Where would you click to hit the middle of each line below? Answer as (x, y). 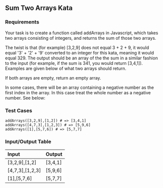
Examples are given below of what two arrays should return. (66, 68)
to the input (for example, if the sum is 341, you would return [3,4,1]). (74, 63)
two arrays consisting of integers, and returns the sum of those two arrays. (81, 38)
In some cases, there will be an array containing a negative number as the (80, 87)
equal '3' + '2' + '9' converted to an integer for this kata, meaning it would (80, 53)
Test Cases (19, 110)
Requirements (22, 22)
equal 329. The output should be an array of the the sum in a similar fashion (81, 58)
